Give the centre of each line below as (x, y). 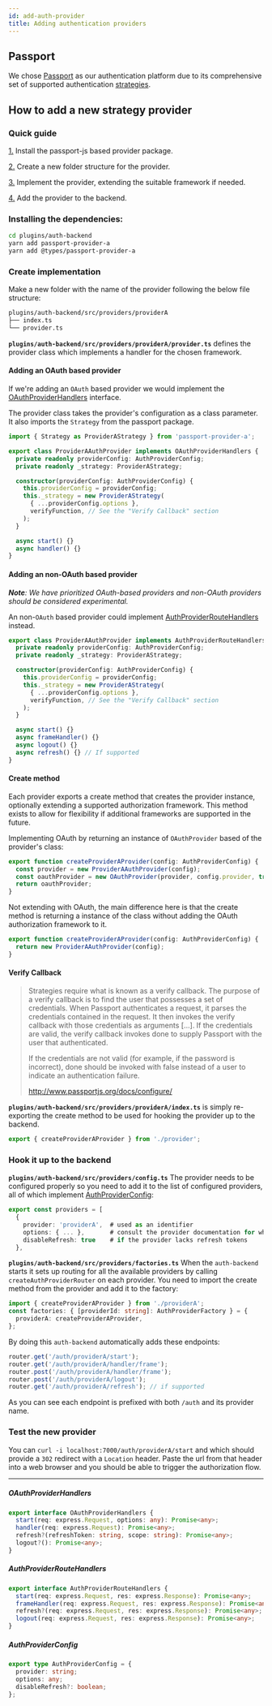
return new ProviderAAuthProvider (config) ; (90, 947)
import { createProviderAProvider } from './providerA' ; (106, 1303)
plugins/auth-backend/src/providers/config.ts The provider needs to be (132, 1178)
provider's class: (36, 847)
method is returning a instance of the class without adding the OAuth (123, 916)
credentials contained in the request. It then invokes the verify (132, 1017)
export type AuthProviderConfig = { (70, 1665)
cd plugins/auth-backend (50, 236)
